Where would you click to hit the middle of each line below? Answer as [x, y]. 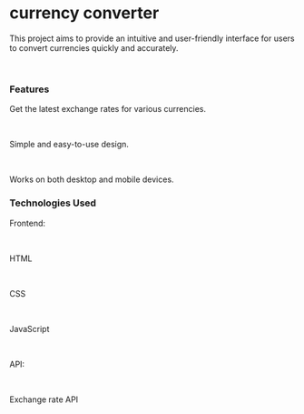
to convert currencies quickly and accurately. [94, 47]
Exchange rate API [44, 399]
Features [29, 89]
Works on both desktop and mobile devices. [92, 179]
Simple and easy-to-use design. [69, 145]
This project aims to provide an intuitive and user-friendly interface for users [152, 38]
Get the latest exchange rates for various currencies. [108, 109]
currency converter [84, 13]
